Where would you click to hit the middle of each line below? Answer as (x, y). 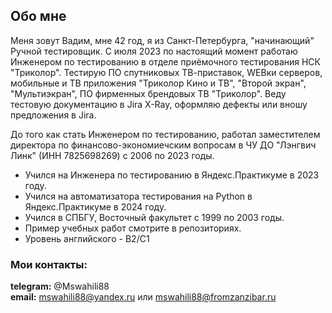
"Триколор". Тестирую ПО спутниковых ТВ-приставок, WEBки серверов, (166, 72)
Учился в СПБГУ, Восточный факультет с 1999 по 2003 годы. (154, 217)
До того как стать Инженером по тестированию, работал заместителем (165, 134)
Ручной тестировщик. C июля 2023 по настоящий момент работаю (154, 51)
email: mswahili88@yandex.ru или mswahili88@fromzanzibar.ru (143, 297)
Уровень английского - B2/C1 (87, 238)
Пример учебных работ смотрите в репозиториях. (133, 228)
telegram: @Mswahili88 (60, 286)
